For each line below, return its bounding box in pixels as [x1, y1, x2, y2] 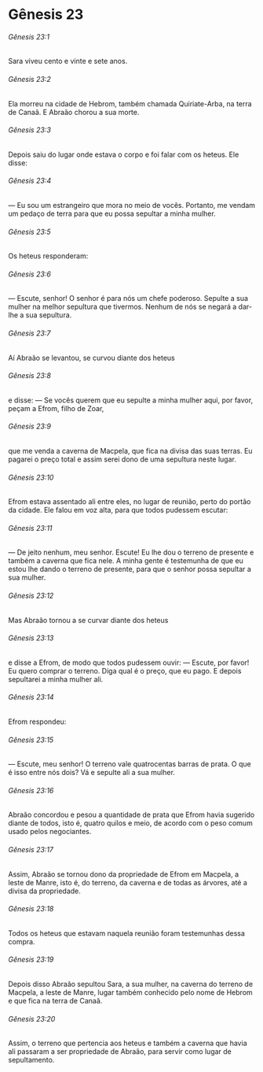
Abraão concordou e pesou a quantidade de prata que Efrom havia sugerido [8, 810, 255, 820]
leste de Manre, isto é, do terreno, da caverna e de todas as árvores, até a [8, 877, 247, 887]
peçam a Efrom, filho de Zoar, [8, 403, 104, 413]
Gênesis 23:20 [8, 1014, 56, 1023]
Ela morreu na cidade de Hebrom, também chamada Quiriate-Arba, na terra [8, 98, 253, 108]
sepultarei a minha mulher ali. [8, 674, 104, 684]
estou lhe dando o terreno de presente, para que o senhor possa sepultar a [8, 565, 251, 574]
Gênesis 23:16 [8, 785, 54, 795]
